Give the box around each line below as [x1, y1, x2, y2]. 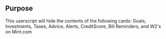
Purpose [5, 4, 33, 13]
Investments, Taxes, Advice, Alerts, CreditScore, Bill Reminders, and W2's [5, 23, 161, 29]
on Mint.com [5, 28, 32, 35]
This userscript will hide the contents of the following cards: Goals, [5, 17, 147, 24]
